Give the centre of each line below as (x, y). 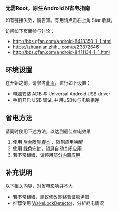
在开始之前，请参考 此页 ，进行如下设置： (48, 83)
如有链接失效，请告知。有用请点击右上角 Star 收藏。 (60, 20)
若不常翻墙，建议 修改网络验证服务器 (51, 197)
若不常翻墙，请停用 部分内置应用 (46, 155)
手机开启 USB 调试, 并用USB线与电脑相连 (56, 100)
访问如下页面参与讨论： (30, 31)
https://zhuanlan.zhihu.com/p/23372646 (56, 47)
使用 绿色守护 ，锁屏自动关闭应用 (47, 148)
